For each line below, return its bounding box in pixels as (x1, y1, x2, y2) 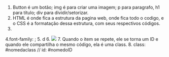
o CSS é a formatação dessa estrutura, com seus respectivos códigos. (12, 20, 160, 26)
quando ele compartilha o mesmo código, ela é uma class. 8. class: (5, 41, 146, 47)
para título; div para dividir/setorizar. (12, 10, 89, 16)
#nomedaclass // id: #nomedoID (5, 47, 73, 52)
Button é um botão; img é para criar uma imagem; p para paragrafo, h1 (12, 5, 160, 10)
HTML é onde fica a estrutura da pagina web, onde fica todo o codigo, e (12, 15, 164, 21)
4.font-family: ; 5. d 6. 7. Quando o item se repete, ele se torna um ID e (5, 36, 158, 42)
